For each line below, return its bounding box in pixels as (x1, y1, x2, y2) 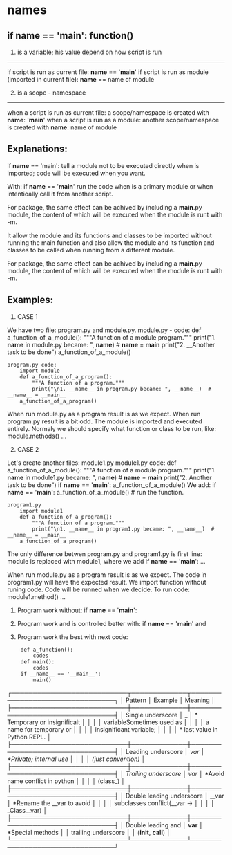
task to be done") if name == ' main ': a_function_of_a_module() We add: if (7, 480, 216, 489)
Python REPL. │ (7, 733, 52, 741)
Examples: (7, 294, 54, 306)
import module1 (19, 507, 64, 514)
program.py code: (7, 361, 57, 368)
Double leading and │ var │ (125, 820, 204, 829)
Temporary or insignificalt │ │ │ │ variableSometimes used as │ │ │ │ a (7, 718, 209, 726)
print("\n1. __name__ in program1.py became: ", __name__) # (32, 525, 215, 533)
